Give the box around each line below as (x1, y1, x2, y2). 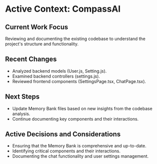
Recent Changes (5, 55, 57, 63)
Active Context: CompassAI (5, 3, 121, 15)
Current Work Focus (5, 23, 69, 31)
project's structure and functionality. (5, 41, 78, 47)
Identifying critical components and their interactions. (12, 148, 121, 154)
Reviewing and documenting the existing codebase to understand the (5, 36, 146, 41)
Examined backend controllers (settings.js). (12, 73, 100, 79)
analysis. (12, 111, 30, 117)
